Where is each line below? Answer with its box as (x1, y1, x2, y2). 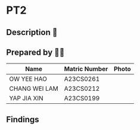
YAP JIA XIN (9, 94, 43, 103)
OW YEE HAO (9, 75, 48, 83)
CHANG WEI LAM (9, 84, 58, 93)
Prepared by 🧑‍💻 (6, 47, 65, 57)
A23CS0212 (64, 84, 100, 93)
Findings (6, 114, 40, 125)
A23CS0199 (64, 94, 100, 103)
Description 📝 (6, 27, 58, 37)
